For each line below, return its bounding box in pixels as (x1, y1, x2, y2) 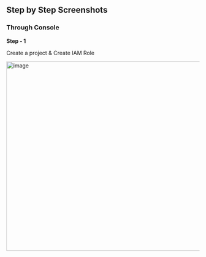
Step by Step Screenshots (6, 5, 108, 15)
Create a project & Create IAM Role (6, 49, 95, 56)
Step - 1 (6, 37, 26, 45)
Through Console (6, 23, 59, 32)
